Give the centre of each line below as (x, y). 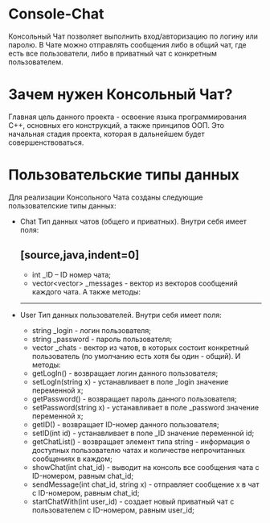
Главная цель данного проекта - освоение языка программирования (127, 117)
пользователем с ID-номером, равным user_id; (113, 510)
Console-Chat (56, 14)
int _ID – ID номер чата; (71, 274)
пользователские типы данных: (62, 205)
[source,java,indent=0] (80, 255)
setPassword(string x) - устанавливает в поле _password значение (145, 407)
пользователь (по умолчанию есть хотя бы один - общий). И (136, 356)
